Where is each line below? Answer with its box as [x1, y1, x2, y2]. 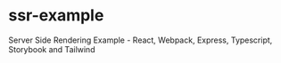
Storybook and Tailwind [8, 43, 95, 54]
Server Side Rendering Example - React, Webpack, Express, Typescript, [8, 35, 273, 45]
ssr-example [8, 5, 104, 26]
